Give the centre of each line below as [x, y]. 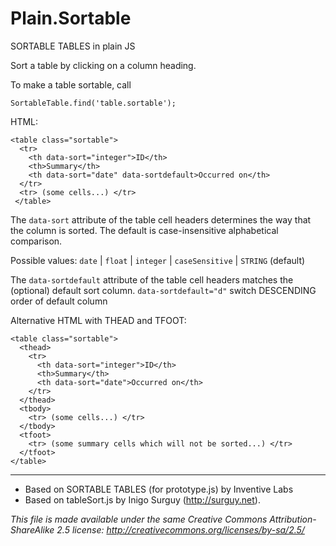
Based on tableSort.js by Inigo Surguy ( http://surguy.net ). [142, 499]
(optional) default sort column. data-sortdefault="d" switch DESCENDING [163, 290]
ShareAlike [32, 529]
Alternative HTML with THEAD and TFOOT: [98, 320]
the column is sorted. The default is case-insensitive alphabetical [144, 230]
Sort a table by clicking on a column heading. [103, 65]
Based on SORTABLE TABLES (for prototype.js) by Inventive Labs [159, 489]
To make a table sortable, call [71, 84]
